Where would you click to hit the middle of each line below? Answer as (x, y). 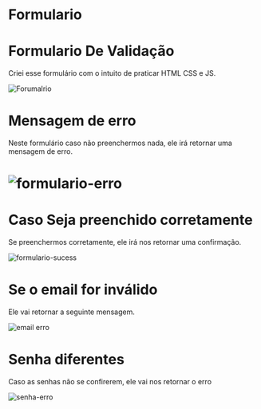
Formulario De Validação (91, 51)
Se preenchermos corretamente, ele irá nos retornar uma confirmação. (125, 242)
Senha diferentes (67, 360)
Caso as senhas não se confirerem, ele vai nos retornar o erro (110, 382)
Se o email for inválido (83, 290)
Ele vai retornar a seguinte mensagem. (72, 312)
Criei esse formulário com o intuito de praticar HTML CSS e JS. (112, 73)
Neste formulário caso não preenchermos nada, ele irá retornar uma (121, 143)
